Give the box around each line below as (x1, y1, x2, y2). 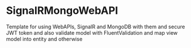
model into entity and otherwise (6, 35, 83, 42)
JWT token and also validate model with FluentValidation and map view (6, 29, 178, 36)
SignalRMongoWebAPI (6, 4, 118, 17)
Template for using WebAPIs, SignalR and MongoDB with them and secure (6, 23, 186, 30)
